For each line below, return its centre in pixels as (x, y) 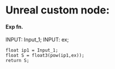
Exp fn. (14, 26)
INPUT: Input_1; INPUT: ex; (37, 40)
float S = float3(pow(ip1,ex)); (45, 56)
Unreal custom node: (58, 10)
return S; (18, 61)
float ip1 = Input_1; (32, 50)
